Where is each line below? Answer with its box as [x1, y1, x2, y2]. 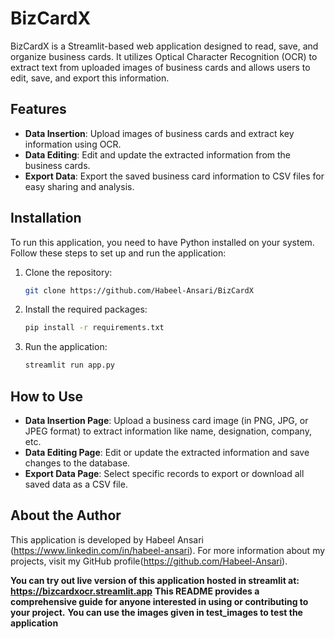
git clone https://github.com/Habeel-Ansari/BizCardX [24, 285, 254, 296]
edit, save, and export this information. [10, 72, 170, 84]
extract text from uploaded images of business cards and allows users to [10, 61, 311, 73]
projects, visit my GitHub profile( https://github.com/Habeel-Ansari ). [10, 555, 288, 567]
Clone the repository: [24, 266, 113, 278]
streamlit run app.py [24, 360, 115, 371]
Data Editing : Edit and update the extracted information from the [24, 148, 292, 161]
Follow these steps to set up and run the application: [10, 247, 227, 259]
